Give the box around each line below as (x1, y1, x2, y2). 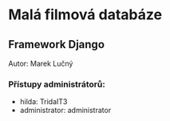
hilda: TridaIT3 (19, 97, 68, 107)
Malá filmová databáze (8, 6, 162, 24)
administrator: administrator (19, 106, 112, 115)
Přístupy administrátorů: (8, 79, 105, 90)
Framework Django (8, 38, 105, 51)
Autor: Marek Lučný (8, 58, 73, 68)
